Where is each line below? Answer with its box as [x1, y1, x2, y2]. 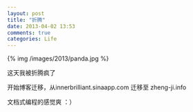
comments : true [7, 29, 51, 36]
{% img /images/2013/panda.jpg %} [7, 54, 109, 63]
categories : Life [7, 36, 57, 43]
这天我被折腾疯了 [7, 69, 56, 77]
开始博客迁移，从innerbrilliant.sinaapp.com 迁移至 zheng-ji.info [7, 83, 187, 91]
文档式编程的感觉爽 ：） [7, 98, 76, 107]
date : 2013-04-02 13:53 [7, 23, 76, 30]
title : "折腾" [7, 16, 46, 23]
